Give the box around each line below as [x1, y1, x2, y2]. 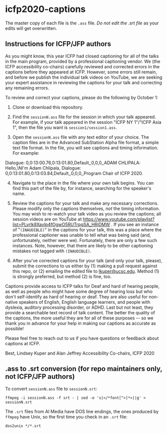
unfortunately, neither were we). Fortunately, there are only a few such [12, 237, 157, 243]
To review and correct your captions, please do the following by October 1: [5, 94, 159, 100]
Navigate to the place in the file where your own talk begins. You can [12, 180, 154, 186]
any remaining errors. [5, 85, 49, 91]
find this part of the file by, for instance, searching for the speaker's [12, 185, 152, 191]
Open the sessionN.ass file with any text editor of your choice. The [12, 134, 150, 140]
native [5, 299, 18, 305]
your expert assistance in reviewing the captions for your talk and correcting [5, 79, 162, 85]
